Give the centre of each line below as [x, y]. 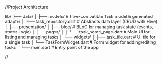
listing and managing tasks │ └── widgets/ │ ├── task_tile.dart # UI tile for [80, 37]
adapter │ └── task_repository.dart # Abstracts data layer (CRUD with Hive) [81, 22]
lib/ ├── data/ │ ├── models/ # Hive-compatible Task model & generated [79, 16]
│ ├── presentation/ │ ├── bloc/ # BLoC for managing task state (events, [79, 27]
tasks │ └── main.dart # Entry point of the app [52, 47]
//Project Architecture [27, 7]
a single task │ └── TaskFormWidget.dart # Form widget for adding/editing [81, 42]
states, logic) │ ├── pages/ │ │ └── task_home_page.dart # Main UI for [77, 32]
